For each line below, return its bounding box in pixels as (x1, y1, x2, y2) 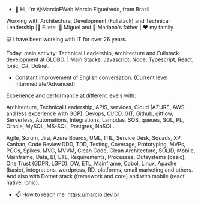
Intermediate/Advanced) (14, 80, 76, 87)
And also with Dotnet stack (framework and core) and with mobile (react (6, 173, 185, 179)
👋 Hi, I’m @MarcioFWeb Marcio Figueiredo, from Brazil (14, 6, 150, 13)
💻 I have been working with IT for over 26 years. (6, 36, 127, 43)
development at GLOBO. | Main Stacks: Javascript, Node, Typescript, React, (6, 56, 194, 63)
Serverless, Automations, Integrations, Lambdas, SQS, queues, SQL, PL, (6, 116, 184, 123)
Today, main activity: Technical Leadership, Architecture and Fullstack (6, 50, 179, 56)
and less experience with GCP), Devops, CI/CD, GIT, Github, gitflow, (6, 110, 174, 117)
